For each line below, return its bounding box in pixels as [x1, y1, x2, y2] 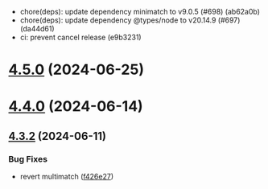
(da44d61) [19, 24, 55, 33]
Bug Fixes [8, 153, 48, 164]
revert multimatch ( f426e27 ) [19, 172, 114, 182]
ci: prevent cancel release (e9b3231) [19, 32, 142, 42]
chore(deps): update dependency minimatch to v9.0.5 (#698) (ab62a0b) [19, 7, 260, 16]
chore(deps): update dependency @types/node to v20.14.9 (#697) [19, 15, 241, 25]
